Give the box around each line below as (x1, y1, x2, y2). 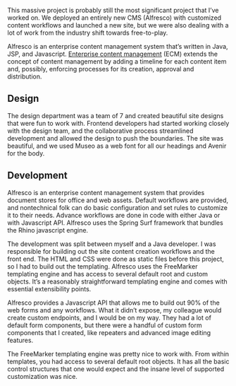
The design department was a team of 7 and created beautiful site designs (7, 111, 224, 119)
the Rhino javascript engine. (7, 226, 89, 234)
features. (7, 336, 34, 344)
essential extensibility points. (7, 284, 92, 293)
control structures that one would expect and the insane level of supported (7, 364, 225, 373)
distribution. (7, 72, 42, 81)
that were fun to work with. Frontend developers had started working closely (7, 119, 230, 127)
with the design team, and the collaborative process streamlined (7, 127, 194, 135)
